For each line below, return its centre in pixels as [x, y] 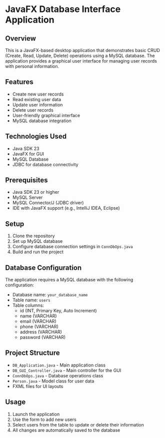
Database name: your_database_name [50, 295]
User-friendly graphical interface [46, 115]
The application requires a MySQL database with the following [69, 280]
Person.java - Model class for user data [53, 381]
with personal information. [32, 66]
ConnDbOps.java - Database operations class [58, 375]
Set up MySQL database [37, 241]
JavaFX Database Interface [63, 9]
